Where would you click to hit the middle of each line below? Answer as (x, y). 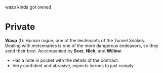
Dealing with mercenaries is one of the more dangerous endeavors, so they (82, 46)
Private (20, 27)
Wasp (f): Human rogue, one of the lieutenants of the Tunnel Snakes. (75, 40)
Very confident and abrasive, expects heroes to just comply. (73, 65)
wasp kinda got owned (28, 7)
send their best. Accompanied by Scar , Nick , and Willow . (64, 50)
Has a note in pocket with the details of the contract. (66, 60)
